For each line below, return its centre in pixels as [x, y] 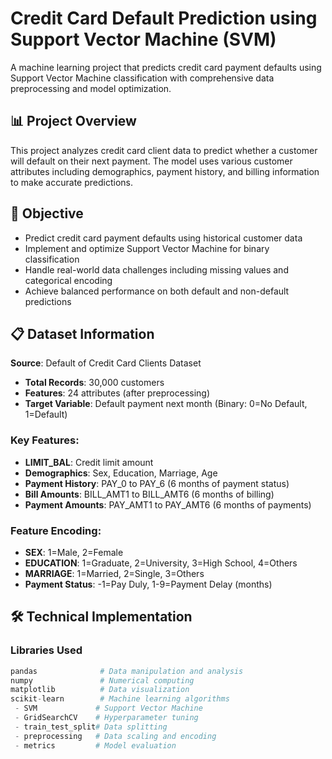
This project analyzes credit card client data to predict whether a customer [164, 150]
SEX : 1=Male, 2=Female [74, 552]
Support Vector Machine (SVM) [143, 39]
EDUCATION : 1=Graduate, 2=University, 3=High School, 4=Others [161, 563]
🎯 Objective [47, 213]
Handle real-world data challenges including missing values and [156, 269]
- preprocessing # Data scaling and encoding [115, 736]
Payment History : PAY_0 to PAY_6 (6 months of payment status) [157, 483]
